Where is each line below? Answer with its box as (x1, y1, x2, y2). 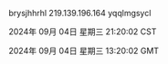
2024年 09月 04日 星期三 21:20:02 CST (8, 26, 157, 37)
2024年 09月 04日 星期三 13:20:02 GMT (8, 45, 160, 56)
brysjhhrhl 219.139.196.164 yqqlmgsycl (8, 8, 152, 18)
